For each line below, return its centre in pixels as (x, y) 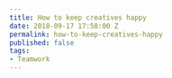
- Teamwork (30, 59)
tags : (19, 51)
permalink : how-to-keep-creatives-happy (86, 34)
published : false (42, 43)
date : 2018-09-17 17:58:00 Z (64, 26)
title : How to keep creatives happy (78, 17)
